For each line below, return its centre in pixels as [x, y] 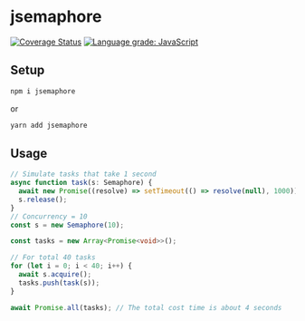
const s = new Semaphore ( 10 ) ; [67, 225]
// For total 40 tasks [53, 258]
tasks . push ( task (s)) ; [59, 283]
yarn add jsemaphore [49, 125]
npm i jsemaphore [43, 91]
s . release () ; [43, 199]
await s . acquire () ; [55, 275]
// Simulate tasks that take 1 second [83, 174]
